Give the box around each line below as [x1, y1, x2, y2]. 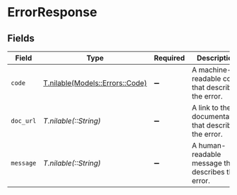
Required [154, 54, 186, 63]
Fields [7, 32, 35, 44]
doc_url [11, 117, 37, 125]
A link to [191, 103, 219, 113]
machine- [198, 65, 232, 75]
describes [191, 167, 225, 177]
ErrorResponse [7, 4, 97, 20]
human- [198, 141, 226, 150]
